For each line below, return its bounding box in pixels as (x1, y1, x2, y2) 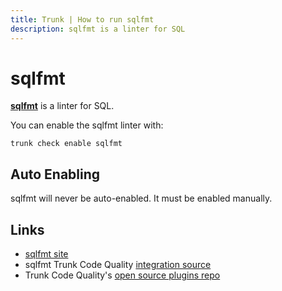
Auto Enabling (10, 166, 101, 183)
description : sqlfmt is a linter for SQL (10, 24, 186, 34)
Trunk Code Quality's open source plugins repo (24, 269, 221, 281)
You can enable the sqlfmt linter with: (10, 119, 164, 131)
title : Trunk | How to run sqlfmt (10, 14, 155, 25)
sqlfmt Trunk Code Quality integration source (24, 259, 212, 271)
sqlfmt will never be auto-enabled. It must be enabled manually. (10, 192, 273, 205)
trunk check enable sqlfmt (10, 139, 123, 149)
